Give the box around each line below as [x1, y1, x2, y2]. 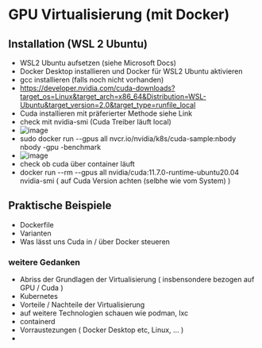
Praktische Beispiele [8, 199, 112, 212]
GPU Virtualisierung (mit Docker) [8, 6, 230, 24]
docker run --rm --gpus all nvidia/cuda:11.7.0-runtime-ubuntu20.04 [19, 168, 240, 177]
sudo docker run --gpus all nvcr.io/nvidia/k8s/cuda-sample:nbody [19, 134, 237, 143]
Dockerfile [19, 220, 54, 229]
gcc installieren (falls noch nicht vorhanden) [19, 75, 164, 84]
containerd [19, 317, 56, 327]
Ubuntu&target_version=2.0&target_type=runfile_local [19, 101, 196, 109]
